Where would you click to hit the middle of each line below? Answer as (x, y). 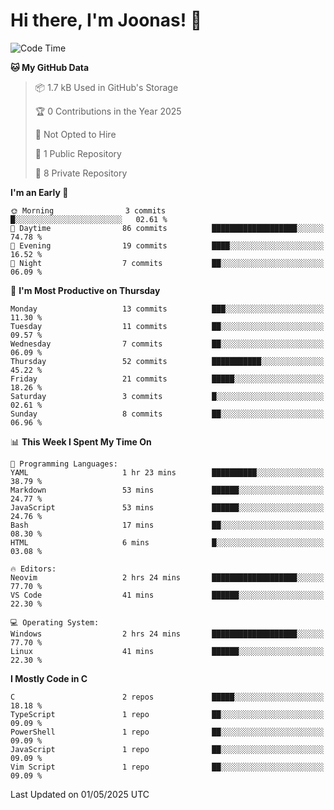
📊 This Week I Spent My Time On (81, 441)
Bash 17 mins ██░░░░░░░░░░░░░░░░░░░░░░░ (167, 525)
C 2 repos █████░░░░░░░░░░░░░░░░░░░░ (167, 697)
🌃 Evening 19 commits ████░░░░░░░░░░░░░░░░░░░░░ (167, 245)
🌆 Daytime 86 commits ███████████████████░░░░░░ (167, 228)
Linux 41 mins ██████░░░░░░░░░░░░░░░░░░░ (167, 651)
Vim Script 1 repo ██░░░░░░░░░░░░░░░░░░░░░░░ (167, 767)
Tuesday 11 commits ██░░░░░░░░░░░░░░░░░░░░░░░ (167, 326)
